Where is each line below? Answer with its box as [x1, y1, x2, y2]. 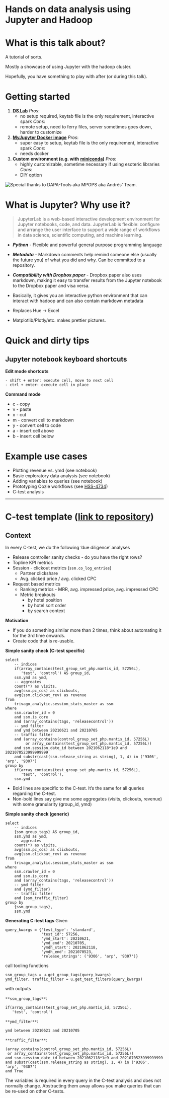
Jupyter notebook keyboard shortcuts [5, 355, 127, 363]
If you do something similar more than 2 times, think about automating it [12, 627, 162, 633]
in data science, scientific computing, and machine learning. [17, 232, 143, 238]
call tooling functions [5, 963, 49, 969]
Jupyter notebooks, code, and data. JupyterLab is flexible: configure [17, 222, 160, 227]
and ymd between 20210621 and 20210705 [14, 727, 98, 733]
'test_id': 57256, [41, 931, 80, 937]
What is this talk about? [5, 37, 106, 49]
